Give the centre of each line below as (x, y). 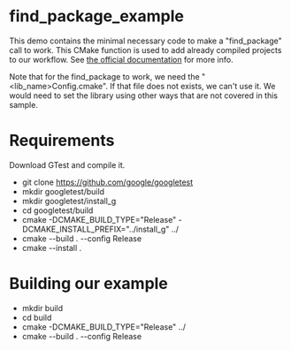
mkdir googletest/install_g (69, 201)
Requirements (62, 141)
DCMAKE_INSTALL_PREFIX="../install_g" (96, 229)
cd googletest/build (57, 210)
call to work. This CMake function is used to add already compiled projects (145, 49)
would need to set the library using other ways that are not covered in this (144, 95)
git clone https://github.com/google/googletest (107, 182)
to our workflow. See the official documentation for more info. (121, 59)
